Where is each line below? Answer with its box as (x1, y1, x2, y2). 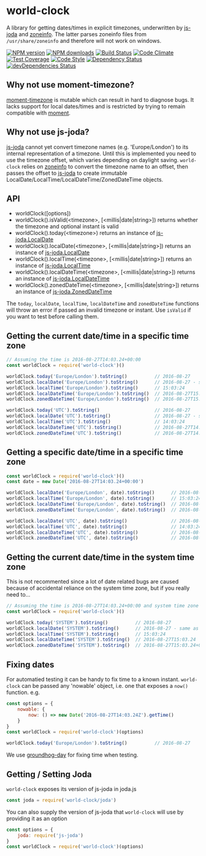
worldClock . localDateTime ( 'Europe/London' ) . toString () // (6, 390, 161, 396)
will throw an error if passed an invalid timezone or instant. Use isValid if (6, 306, 191, 314)
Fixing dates (6, 659, 55, 669)
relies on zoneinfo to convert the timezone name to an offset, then (21, 163, 189, 170)
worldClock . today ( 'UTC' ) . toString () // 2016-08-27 (6, 407, 191, 414)
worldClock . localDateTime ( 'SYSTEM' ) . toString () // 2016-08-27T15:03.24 (6, 636, 196, 643)
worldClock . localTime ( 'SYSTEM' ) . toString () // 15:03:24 (6, 631, 166, 637)
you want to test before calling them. (6, 313, 99, 320)
